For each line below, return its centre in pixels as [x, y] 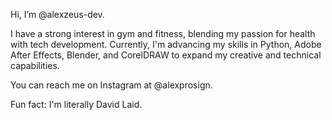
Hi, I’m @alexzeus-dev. [57, 14]
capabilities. [35, 65]
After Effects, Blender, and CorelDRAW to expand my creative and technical [166, 55]
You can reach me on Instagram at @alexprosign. [111, 85]
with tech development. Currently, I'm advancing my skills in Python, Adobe [166, 44]
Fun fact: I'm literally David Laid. [76, 104]
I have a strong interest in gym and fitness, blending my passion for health [163, 33]
